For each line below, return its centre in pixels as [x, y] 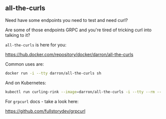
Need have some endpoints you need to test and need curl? [67, 20]
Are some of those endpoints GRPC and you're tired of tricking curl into [79, 30]
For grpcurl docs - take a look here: [42, 101]
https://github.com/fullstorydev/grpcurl [45, 111]
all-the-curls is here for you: [36, 45]
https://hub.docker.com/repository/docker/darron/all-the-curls [69, 54]
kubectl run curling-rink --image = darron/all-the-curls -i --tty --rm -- [83, 92]
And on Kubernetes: [26, 83]
